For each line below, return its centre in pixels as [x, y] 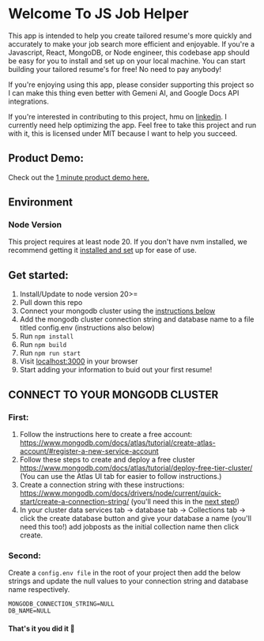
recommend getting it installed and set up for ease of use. [103, 251]
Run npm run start [50, 353]
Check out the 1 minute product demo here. [79, 177]
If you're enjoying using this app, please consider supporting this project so [131, 85]
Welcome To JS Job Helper [98, 14]
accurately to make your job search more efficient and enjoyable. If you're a [132, 43]
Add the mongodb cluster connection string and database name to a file [137, 319]
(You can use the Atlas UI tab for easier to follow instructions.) [121, 476]
